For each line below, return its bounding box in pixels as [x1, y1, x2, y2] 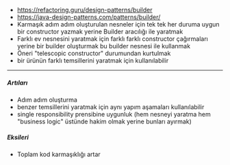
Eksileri [7, 133, 29, 141]
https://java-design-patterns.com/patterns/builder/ [16, 13, 161, 21]
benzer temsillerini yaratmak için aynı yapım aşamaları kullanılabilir [16, 102, 205, 111]
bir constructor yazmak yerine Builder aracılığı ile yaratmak [16, 27, 183, 35]
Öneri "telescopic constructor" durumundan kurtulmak [16, 49, 171, 57]
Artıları [7, 78, 28, 87]
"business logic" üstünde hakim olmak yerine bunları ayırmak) [16, 117, 192, 125]
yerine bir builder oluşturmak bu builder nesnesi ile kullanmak [16, 42, 190, 50]
